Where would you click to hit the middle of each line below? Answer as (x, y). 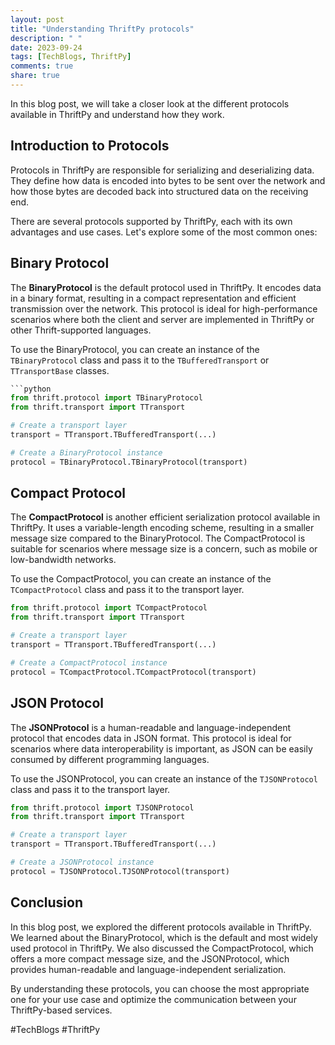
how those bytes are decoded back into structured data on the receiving (159, 191)
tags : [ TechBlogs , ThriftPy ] (71, 57)
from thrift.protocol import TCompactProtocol (109, 608)
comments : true (42, 66)
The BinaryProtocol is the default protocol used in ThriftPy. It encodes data (166, 287)
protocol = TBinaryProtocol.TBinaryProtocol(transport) (129, 462)
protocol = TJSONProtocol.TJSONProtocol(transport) (120, 871)
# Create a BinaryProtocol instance (86, 452)
